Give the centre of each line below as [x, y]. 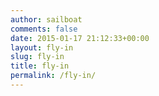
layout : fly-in [42, 47]
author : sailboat [46, 19]
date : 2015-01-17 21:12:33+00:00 [80, 38]
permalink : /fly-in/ [53, 76]
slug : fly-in [37, 57]
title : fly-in [40, 66]
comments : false [44, 29]
